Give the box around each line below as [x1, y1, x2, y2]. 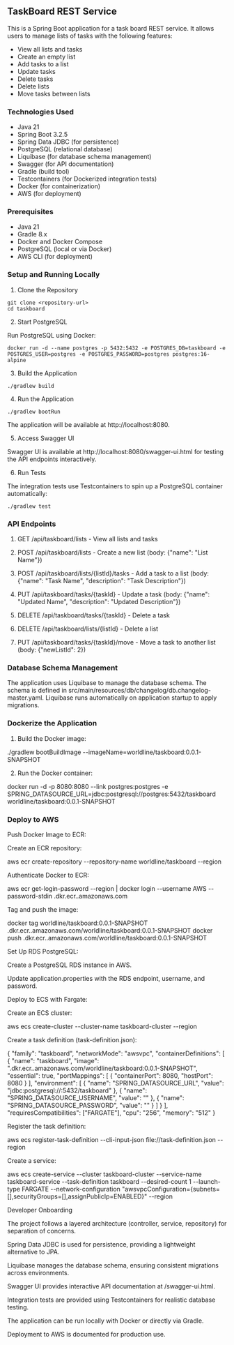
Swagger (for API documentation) [17, 160, 114, 168]
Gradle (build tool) [17, 167, 70, 176]
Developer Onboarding [7, 1205, 73, 1214]
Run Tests [17, 468, 47, 476]
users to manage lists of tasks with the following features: [7, 31, 173, 40]
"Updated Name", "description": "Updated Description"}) [17, 598, 181, 606]
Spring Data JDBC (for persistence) [17, 137, 120, 146]
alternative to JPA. [7, 1247, 60, 1256]
